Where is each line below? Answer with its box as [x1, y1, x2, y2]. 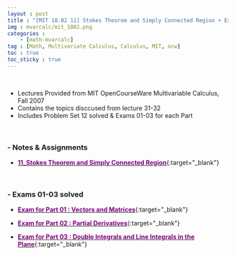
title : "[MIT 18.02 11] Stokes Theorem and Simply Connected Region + [7, 17, 221, 24]
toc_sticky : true [7, 56, 61, 63]
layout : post [7, 10, 49, 18]
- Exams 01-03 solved [7, 189, 84, 199]
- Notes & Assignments [7, 142, 88, 152]
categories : [7, 30, 46, 37]
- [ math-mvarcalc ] [20, 37, 74, 44]
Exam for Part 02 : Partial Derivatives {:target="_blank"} [17, 219, 181, 228]
